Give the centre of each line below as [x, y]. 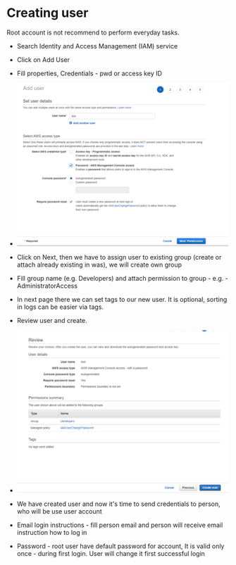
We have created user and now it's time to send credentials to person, [118, 504]
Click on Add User [43, 59]
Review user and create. [52, 321]
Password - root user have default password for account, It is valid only [120, 546]
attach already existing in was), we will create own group [99, 265]
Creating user [48, 13]
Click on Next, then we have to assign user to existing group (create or [119, 258]
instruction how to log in [52, 533]
